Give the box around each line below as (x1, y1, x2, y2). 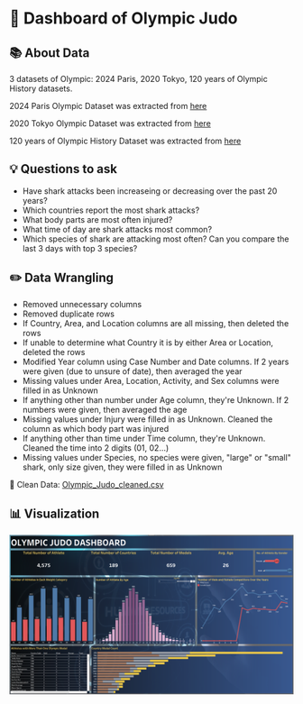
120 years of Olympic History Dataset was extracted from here (9, 135, 242, 146)
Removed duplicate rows (22, 308, 115, 319)
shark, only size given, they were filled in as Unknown (22, 462, 223, 472)
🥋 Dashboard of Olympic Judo (9, 8, 238, 29)
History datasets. (9, 83, 73, 94)
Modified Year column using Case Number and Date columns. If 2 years (22, 356, 289, 367)
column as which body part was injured (22, 423, 170, 434)
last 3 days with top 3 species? (22, 242, 138, 253)
